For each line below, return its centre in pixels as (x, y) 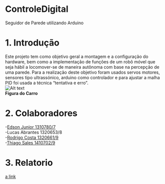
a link (11, 176)
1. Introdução (32, 43)
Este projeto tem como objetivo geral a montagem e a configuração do (77, 56)
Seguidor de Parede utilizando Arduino (44, 23)
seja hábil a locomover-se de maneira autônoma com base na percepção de (82, 67)
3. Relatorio (29, 163)
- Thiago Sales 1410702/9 (30, 142)
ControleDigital (37, 9)
